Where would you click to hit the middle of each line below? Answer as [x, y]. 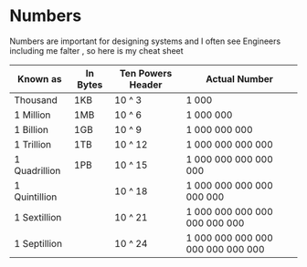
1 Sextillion [38, 217]
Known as [39, 78]
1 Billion [31, 129]
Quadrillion [37, 170]
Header [146, 85]
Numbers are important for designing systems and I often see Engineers [145, 41]
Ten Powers [146, 73]
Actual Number [239, 78]
